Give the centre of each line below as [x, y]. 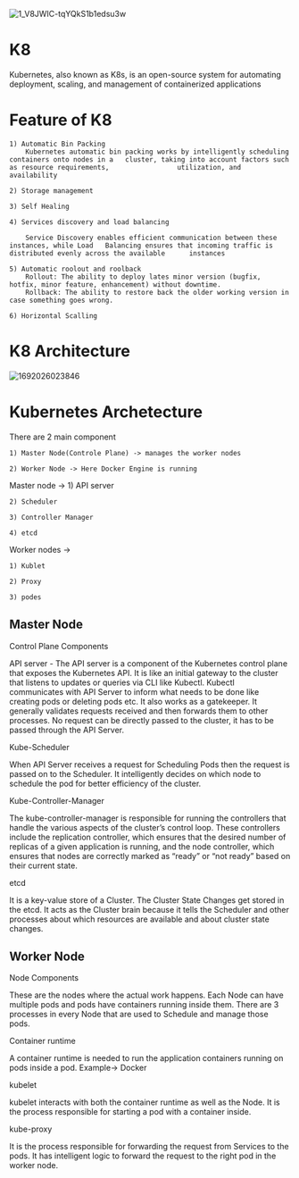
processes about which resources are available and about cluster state [139, 919]
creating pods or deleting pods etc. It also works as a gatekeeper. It [133, 701]
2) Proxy [25, 581]
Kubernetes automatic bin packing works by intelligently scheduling [158, 152]
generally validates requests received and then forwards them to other [139, 711]
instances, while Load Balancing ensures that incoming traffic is [141, 246]
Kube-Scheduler [39, 747]
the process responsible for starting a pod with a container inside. [130, 1112]
